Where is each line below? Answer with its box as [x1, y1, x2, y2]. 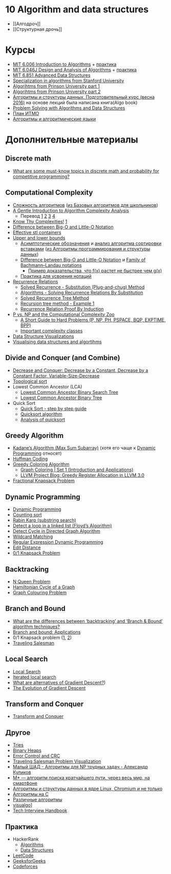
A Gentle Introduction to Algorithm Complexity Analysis [12, 207, 130, 213]
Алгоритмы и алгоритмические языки [12, 116, 96, 122]
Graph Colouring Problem [12, 589, 67, 595]
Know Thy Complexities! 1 [12, 218, 68, 224]
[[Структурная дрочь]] [12, 26, 62, 32]
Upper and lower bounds [12, 235, 66, 241]
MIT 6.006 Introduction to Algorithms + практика [12, 61, 117, 67]
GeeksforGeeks [12, 858, 46, 864]
